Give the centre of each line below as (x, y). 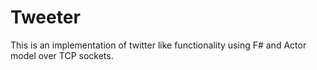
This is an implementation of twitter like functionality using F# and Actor (158, 45)
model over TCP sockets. (62, 55)
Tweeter (45, 17)
